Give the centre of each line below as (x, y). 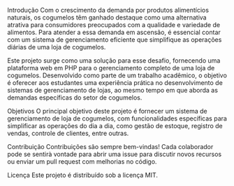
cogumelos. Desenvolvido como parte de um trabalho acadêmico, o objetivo (117, 75)
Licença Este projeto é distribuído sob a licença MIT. (83, 175)
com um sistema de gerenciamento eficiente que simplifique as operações (115, 40)
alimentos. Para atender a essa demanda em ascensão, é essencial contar (114, 32)
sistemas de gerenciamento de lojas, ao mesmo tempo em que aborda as (113, 90)
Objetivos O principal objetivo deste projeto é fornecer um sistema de (107, 111)
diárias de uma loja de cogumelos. (57, 47)
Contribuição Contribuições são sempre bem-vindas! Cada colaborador (110, 147)
